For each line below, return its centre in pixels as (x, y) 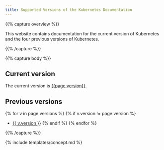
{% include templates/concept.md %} (44, 143)
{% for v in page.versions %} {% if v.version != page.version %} (71, 114)
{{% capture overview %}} (32, 24)
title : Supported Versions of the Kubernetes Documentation (69, 10)
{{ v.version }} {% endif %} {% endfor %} (54, 123)
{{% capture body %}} (28, 58)
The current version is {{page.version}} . (46, 86)
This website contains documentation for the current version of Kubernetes (82, 33)
